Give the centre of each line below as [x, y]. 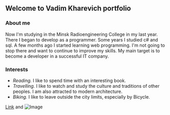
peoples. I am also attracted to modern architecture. [68, 91]
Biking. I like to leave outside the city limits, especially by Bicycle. [81, 97]
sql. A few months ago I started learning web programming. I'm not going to [85, 45]
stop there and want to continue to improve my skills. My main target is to [83, 50]
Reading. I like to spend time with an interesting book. [69, 80]
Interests [17, 69]
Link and [14, 107]
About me [18, 23]
